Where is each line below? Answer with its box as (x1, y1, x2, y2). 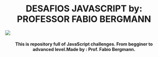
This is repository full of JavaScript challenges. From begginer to (15, 41, 153, 47)
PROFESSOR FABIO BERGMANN (16, 13, 151, 25)
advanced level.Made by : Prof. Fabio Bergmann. (32, 46, 136, 52)
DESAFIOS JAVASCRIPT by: (25, 3, 142, 14)
